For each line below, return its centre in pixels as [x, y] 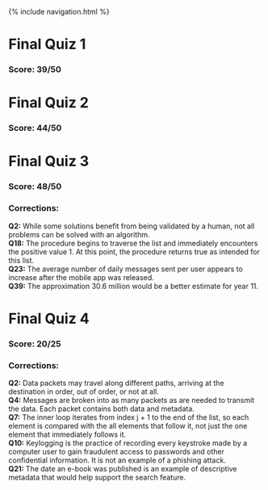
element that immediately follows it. [67, 434]
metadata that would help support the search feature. [97, 477]
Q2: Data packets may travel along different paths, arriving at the [116, 383]
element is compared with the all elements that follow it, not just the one [128, 426]
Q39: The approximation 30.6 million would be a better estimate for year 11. [134, 286]
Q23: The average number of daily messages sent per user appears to [126, 269]
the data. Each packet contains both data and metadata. [102, 409]
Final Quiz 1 [47, 44]
